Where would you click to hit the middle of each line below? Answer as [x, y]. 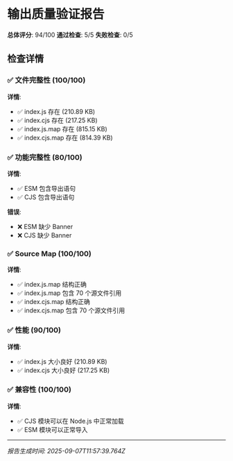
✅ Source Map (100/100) [49, 253]
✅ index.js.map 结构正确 [52, 285]
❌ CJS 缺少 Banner [44, 235]
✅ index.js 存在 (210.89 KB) [56, 111]
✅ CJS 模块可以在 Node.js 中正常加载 [71, 421]
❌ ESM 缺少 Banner [45, 226]
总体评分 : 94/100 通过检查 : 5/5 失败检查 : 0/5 [70, 35]
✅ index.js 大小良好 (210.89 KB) [62, 361]
